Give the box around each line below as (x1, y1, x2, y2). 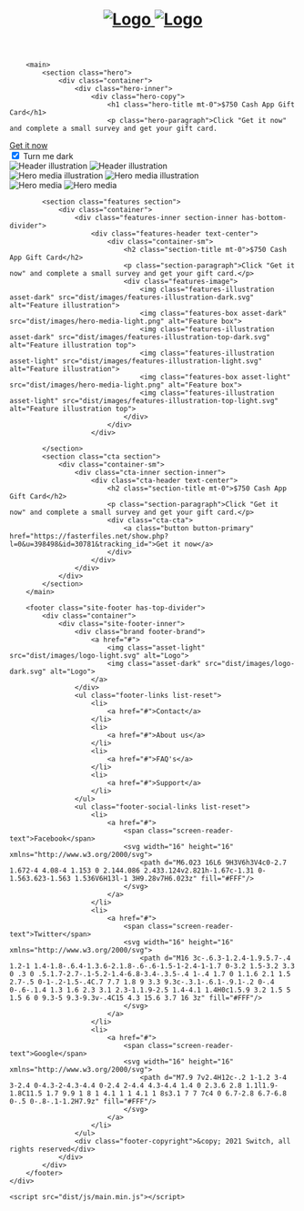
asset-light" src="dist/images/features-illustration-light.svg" (9, 357, 262, 366)
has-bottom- (241, 214, 287, 223)
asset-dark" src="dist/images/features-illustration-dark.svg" (9, 293, 255, 302)
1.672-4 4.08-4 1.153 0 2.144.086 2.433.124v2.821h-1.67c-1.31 (9, 866, 255, 875)
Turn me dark (22, 151, 74, 162)
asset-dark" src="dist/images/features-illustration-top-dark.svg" (9, 333, 271, 342)
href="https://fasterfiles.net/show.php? (9, 532, 169, 541)
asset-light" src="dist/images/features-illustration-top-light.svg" (9, 397, 279, 406)
